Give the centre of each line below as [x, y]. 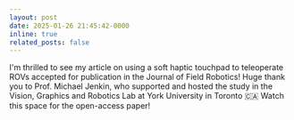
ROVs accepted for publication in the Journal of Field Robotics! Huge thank [147, 77]
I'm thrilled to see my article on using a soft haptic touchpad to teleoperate [147, 68]
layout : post [34, 17]
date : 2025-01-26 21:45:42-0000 [69, 26]
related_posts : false [50, 42]
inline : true [34, 34]
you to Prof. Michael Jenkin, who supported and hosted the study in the [141, 86]
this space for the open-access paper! [80, 106]
